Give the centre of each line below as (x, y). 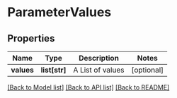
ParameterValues (59, 12)
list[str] (53, 70)
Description (99, 58)
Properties (31, 38)
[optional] (147, 70)
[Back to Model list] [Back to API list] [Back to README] (88, 87)
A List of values (99, 70)
